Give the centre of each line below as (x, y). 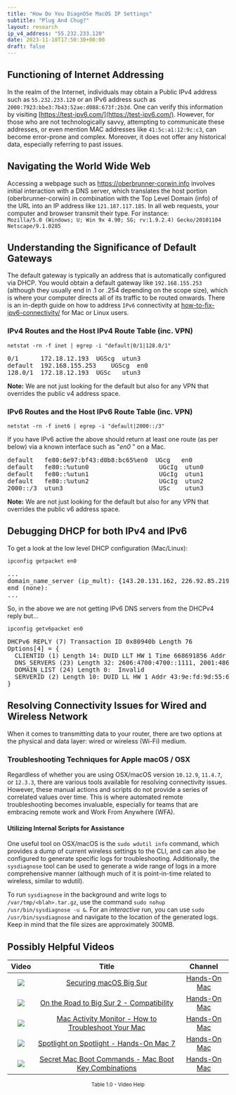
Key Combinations (107, 1068)
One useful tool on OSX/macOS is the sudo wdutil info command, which (113, 844)
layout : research (33, 27)
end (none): (28, 588)
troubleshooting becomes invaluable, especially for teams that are (103, 804)
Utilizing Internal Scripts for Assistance (66, 828)
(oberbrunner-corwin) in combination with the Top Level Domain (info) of (113, 198)
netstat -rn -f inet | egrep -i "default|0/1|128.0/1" (89, 345)
